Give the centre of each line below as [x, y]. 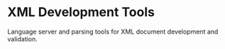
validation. [22, 38]
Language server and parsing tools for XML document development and [113, 31]
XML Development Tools [81, 12]
